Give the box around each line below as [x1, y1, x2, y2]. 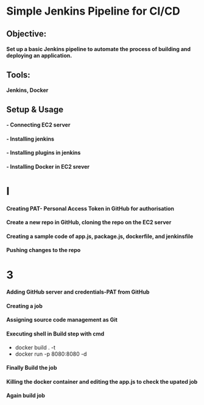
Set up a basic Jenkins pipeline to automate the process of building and [6, 46, 191, 53]
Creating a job [6, 302, 43, 309]
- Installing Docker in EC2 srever [6, 163, 90, 170]
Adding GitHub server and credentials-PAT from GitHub [6, 288, 150, 296]
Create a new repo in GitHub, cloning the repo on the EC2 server [6, 219, 172, 226]
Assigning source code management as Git [6, 316, 118, 323]
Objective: [6, 29, 47, 39]
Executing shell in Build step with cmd [6, 330, 105, 337]
